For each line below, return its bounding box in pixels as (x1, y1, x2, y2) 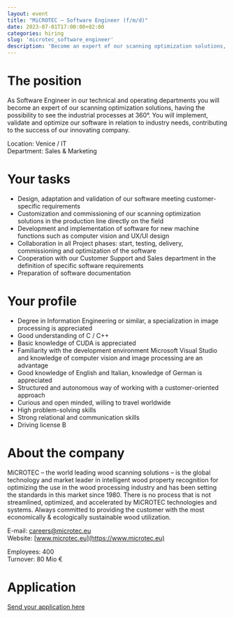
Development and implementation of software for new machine (17, 224, 199, 232)
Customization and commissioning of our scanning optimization (17, 209, 201, 218)
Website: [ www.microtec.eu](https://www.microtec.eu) (7, 533, 166, 542)
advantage (17, 361, 49, 370)
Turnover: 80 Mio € (7, 554, 63, 563)
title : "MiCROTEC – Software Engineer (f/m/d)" (7, 17, 149, 24)
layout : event (7, 10, 49, 17)
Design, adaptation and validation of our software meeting (17, 194, 185, 203)
